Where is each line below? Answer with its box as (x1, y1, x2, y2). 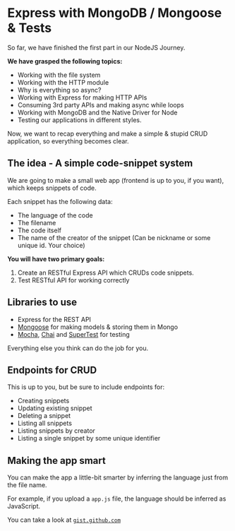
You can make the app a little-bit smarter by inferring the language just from (7, 473, 228, 482)
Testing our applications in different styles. (17, 115, 142, 124)
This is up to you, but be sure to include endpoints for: (7, 383, 165, 391)
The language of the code (17, 210, 93, 220)
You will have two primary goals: (7, 254, 105, 263)
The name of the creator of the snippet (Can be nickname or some (17, 233, 211, 241)
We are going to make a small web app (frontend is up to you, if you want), (7, 176, 224, 184)
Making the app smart (7, 454, 106, 467)
